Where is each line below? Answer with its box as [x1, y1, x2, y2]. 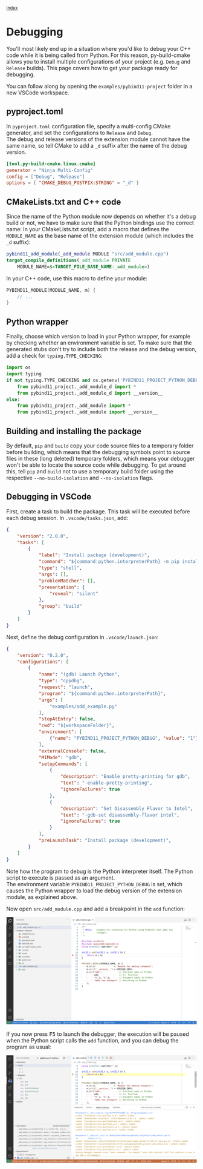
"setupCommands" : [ [38, 761, 88, 767]
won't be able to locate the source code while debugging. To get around [6, 461, 186, 469]
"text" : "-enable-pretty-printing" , [60, 780, 153, 786]
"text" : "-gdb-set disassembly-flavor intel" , [60, 812, 180, 818]
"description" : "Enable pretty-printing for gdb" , [60, 774, 190, 780]
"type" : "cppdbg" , [38, 678, 85, 684]
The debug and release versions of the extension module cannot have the [6, 135, 190, 143]
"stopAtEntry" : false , [38, 716, 96, 722]
